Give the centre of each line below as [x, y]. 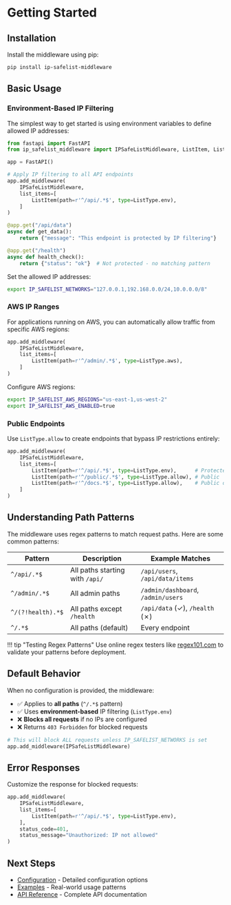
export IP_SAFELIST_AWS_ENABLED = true [61, 406]
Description [102, 558]
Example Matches [180, 558]
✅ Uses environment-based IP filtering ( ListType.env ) [95, 711]
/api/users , [159, 571]
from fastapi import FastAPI [49, 143]
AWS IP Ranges [33, 306]
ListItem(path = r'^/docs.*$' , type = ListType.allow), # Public [126, 483]
